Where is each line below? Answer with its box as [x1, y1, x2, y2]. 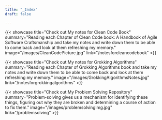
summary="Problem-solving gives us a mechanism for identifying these [5, 94, 148, 100]
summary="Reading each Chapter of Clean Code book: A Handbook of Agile [5, 34, 158, 40]
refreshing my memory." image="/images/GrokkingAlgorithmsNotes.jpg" [5, 75, 150, 80]
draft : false [5, 12, 31, 16]
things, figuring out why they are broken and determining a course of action [5, 99, 156, 105]
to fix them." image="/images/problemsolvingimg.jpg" [5, 105, 113, 110]
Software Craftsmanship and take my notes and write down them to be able [5, 39, 156, 45]
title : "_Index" [5, 7, 38, 12]
